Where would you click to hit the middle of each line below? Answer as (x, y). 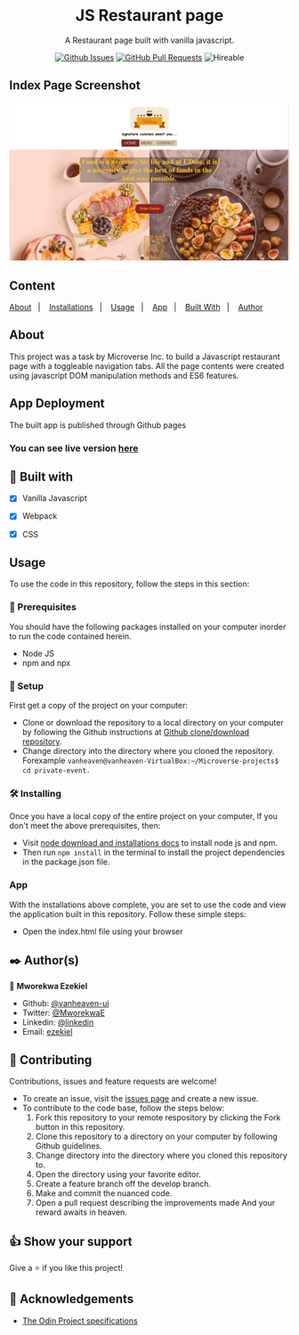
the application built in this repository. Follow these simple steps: (128, 913)
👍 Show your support (71, 1241)
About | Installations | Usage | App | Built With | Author (136, 307)
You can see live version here (74, 448)
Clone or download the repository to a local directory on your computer (153, 722)
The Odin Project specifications (80, 1321)
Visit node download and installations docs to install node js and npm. (150, 843)
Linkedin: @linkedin (58, 1022)
